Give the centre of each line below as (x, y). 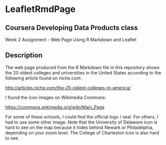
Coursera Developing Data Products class (72, 28)
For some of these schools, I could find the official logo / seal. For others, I (82, 116)
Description (24, 55)
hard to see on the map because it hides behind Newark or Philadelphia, (79, 127)
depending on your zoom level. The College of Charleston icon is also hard (82, 132)
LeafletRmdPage (40, 9)
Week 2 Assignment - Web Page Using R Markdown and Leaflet (71, 39)
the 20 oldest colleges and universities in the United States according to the (83, 72)
